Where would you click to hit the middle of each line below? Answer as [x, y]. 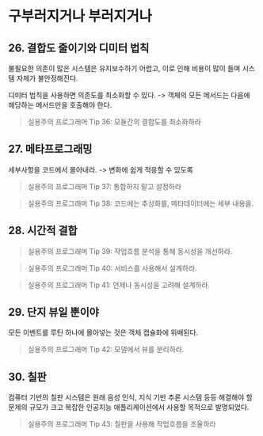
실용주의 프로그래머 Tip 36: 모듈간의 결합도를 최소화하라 [114, 122]
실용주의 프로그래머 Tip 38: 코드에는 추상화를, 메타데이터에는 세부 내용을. [141, 203]
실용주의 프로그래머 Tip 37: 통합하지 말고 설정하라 [105, 186]
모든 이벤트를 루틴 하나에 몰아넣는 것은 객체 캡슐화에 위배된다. [103, 332]
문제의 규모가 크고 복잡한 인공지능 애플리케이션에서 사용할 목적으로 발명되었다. [129, 408]
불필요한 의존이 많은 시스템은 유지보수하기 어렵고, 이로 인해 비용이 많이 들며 [124, 68]
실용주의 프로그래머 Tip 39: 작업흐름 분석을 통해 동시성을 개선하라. [130, 251]
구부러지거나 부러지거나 [80, 16]
